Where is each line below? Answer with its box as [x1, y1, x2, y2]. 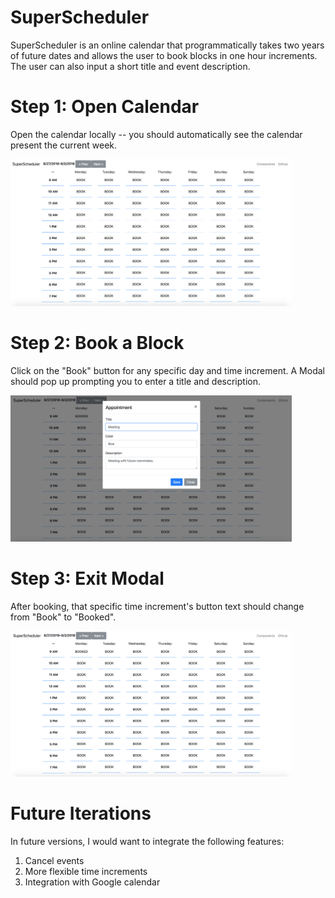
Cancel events [24, 854, 85, 866]
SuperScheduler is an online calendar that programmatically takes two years [10, 39, 325, 51]
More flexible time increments [24, 865, 148, 877]
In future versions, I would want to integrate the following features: [10, 835, 285, 847]
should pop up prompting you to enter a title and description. [10, 375, 261, 387]
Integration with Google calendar [24, 876, 161, 888]
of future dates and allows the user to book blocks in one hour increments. [10, 49, 318, 61]
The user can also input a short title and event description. [10, 60, 251, 72]
